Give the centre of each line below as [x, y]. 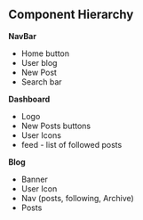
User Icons [41, 135]
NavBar [23, 36]
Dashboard [29, 99]
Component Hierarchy [71, 15]
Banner [34, 179]
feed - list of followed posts [71, 144]
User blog [39, 62]
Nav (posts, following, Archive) [77, 198]
